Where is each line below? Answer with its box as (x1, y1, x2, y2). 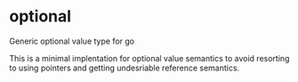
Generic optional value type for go (9, 36, 135, 46)
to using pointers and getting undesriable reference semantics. (9, 62, 240, 73)
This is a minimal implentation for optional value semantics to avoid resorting (9, 53, 290, 63)
